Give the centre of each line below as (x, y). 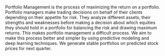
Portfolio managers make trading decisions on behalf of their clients (74, 12)
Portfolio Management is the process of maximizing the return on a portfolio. (82, 7)
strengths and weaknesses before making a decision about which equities (80, 22)
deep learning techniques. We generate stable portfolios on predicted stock (82, 43)
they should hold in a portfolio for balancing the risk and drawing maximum (81, 28)
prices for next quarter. (29, 48)
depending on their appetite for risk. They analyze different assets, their (78, 17)
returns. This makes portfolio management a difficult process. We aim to (78, 33)
